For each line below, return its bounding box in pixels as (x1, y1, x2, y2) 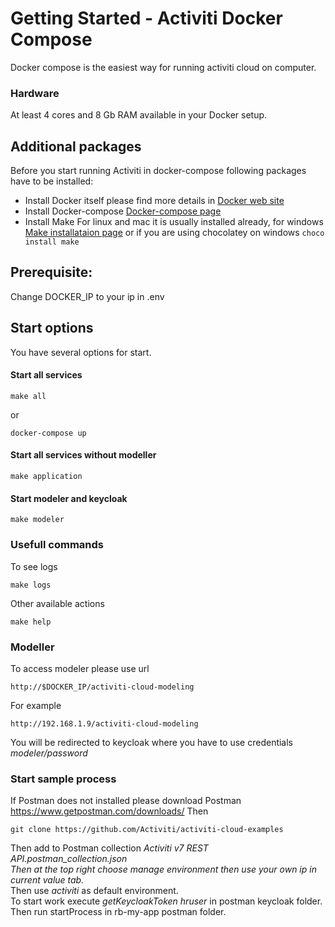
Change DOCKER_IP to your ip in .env (10, 290, 165, 302)
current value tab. (10, 874, 85, 886)
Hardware (10, 86, 60, 100)
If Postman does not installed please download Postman (10, 795, 242, 807)
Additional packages (10, 138, 142, 155)
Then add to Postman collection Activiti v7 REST (10, 842, 209, 854)
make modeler (10, 515, 65, 525)
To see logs (10, 560, 58, 572)
